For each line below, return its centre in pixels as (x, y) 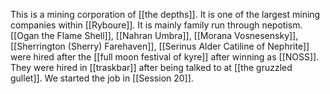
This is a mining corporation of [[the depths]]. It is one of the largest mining (165, 14)
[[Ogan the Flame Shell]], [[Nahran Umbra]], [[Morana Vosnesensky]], (154, 35)
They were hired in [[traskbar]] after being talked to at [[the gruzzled (151, 67)
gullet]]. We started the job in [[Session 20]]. (102, 78)
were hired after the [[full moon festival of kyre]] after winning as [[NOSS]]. (165, 57)
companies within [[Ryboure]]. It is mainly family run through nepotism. (156, 25)
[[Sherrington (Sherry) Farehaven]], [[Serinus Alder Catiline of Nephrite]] (160, 46)
